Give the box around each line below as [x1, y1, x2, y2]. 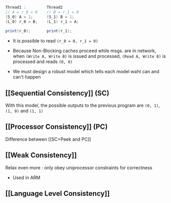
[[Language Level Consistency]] [5, 189, 110, 198]
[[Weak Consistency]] [5, 151, 77, 160]
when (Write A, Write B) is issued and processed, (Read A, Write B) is [12, 53, 166, 59]
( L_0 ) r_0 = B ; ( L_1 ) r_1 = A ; [5, 19, 79, 24]
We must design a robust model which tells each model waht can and [12, 69, 160, 75]
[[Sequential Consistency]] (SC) [5, 88, 110, 97]
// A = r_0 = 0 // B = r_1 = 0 [5, 9, 79, 15]
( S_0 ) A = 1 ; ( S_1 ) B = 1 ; [5, 14, 74, 19]
